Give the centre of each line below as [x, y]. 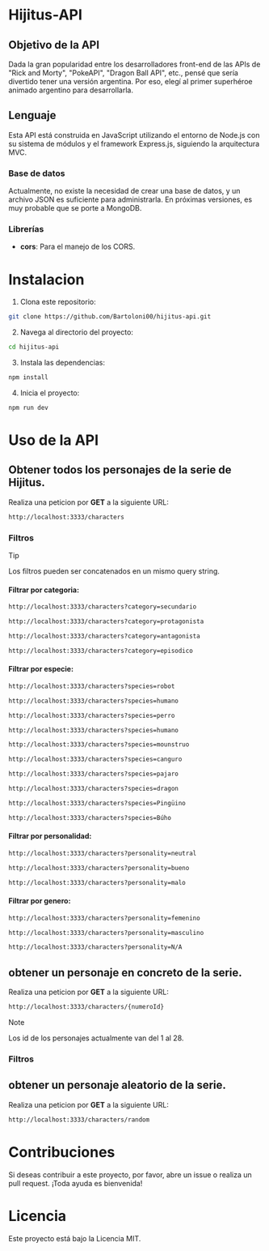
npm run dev [28, 408]
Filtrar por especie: [41, 669]
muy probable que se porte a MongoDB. [75, 208]
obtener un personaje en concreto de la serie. [125, 973]
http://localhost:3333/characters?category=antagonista [104, 636]
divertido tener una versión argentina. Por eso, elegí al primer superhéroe [130, 81]
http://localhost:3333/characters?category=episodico [101, 651]
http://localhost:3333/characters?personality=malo [97, 882]
